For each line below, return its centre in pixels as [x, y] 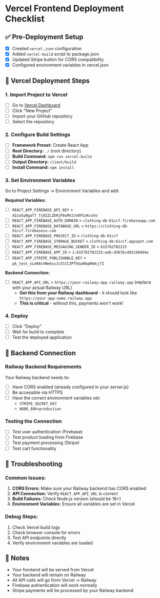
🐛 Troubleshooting [34, 464]
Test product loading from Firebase [48, 437]
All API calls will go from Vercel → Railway [54, 580]
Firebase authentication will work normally [55, 585]
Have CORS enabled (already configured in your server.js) [70, 387]
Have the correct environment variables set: [56, 398]
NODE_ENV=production [40, 409]
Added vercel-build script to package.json [55, 54]
